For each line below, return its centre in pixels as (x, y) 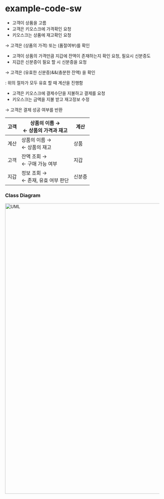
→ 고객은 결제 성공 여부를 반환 (34, 110)
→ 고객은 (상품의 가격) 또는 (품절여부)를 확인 (47, 45)
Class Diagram (23, 195)
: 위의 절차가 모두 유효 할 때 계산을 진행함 (44, 83)
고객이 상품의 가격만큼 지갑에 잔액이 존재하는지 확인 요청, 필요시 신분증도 (81, 56)
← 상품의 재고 (36, 147)
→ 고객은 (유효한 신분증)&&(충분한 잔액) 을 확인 (50, 72)
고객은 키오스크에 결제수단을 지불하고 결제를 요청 (59, 93)
